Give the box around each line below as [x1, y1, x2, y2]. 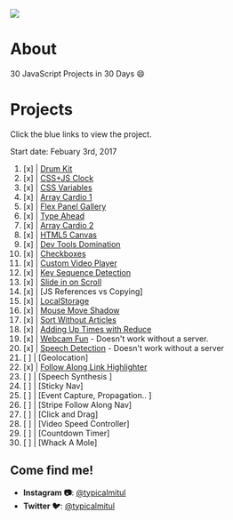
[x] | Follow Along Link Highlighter [22, 361, 148, 372]
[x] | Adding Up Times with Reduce [22, 324, 152, 334]
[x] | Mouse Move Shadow [22, 305, 120, 316]
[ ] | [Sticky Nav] [22, 380, 84, 391]
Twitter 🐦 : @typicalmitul [22, 500, 115, 511]
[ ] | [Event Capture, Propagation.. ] [22, 389, 152, 400]
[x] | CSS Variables [22, 182, 92, 193]
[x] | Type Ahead [22, 210, 85, 221]
